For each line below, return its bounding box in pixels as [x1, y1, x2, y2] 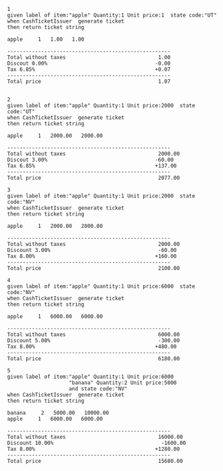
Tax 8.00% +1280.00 [7, 446, 180, 452]
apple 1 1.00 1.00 [7, 36, 85, 43]
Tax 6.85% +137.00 [7, 163, 177, 169]
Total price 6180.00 [7, 355, 180, 362]
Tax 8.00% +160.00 [7, 253, 177, 260]
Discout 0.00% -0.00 [7, 60, 171, 67]
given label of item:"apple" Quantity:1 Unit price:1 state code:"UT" [7, 12, 217, 19]
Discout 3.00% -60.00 [7, 156, 174, 163]
